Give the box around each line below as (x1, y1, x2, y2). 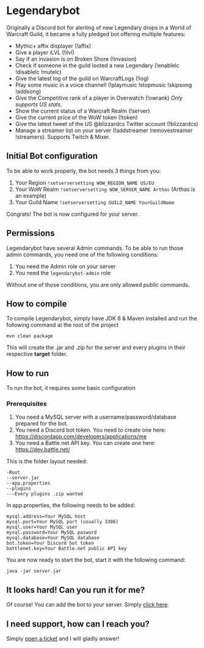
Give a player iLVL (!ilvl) (15, 48, 75, 56)
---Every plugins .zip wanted (6, 491, 84, 497)
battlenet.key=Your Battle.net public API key (6, 545, 127, 552)
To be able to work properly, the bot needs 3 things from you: (6, 167, 161, 174)
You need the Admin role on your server (15, 262, 116, 270)
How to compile (6, 298, 67, 309)
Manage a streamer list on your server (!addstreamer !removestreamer (15, 127, 193, 134)
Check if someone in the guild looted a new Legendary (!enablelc (15, 62, 180, 69)
